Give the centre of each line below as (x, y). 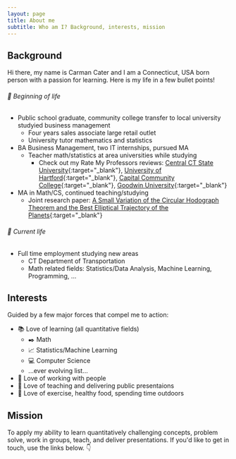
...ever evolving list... (58, 371)
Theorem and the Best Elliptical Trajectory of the (98, 208)
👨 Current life (26, 231)
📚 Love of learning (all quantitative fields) (78, 329)
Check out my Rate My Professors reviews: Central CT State (126, 163)
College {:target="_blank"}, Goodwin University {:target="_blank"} (133, 185)
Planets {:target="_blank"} (65, 215)
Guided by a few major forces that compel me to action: (88, 315)
